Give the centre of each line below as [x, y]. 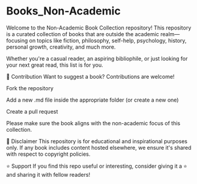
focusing [17, 40]
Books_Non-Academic [64, 11]
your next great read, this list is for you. [55, 65]
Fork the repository [30, 88]
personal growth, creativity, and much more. [61, 47]
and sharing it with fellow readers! [48, 174]
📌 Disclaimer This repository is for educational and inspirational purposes [97, 141]
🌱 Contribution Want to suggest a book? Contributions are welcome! [90, 76]
